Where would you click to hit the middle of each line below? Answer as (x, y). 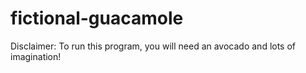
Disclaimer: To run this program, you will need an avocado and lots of (153, 46)
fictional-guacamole (97, 18)
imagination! (36, 56)
